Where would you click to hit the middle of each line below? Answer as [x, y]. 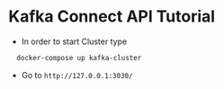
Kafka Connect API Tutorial [112, 17]
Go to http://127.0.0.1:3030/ [77, 75]
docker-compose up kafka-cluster [79, 58]
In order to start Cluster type [74, 41]
